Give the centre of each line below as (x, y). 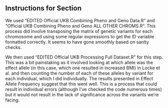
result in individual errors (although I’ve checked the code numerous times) (83, 89)
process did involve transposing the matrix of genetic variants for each (79, 31)
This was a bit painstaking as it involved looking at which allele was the (79, 62)
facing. (13, 100)
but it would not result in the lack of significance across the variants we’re (82, 94)
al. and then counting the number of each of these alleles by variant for (79, 73)
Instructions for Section (44, 8)
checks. (13, 47)
